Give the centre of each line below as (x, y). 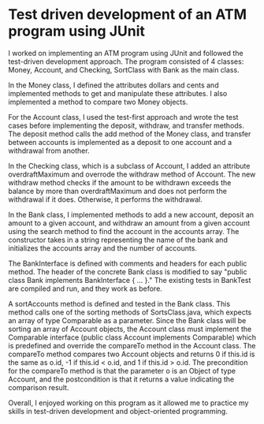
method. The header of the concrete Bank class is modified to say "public (128, 272)
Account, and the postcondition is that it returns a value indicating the (121, 379)
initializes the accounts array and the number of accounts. (102, 248)
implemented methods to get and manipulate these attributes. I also (118, 93)
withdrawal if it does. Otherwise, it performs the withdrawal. (105, 199)
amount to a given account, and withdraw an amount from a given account (129, 223)
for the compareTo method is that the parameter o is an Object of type (122, 370)
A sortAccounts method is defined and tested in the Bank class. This (119, 303)
